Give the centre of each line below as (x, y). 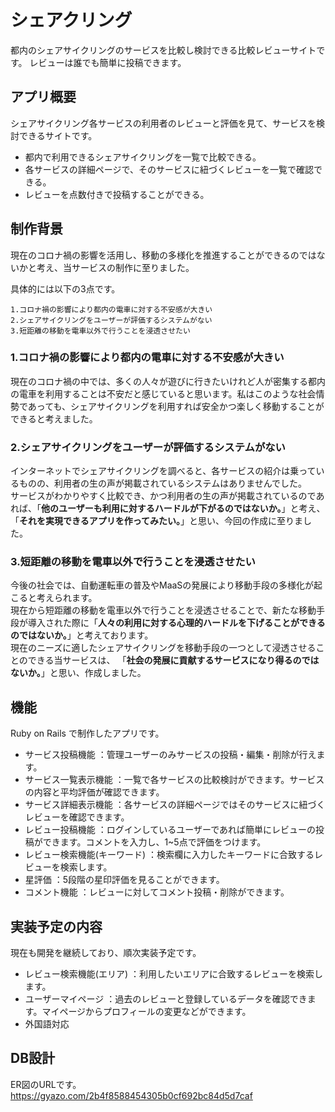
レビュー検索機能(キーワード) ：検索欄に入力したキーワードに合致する (169, 855)
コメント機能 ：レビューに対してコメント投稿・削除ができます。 (157, 892)
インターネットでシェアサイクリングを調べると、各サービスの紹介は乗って (163, 471)
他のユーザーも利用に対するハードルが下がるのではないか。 (161, 508)
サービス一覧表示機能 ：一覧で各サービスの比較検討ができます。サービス (174, 780)
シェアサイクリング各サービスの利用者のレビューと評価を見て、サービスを (163, 123)
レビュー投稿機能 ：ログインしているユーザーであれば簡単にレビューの (170, 830)
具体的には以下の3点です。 (65, 288)
